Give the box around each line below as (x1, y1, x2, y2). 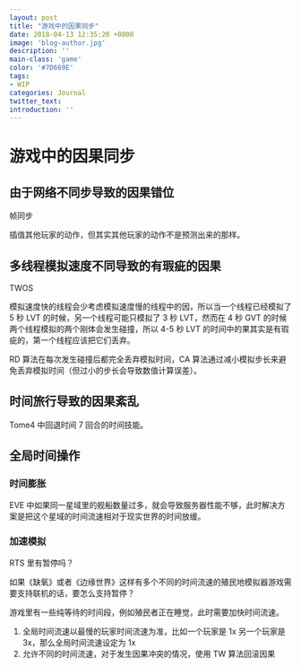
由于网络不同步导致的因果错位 (9, 185, 175, 200)
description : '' (9, 47, 70, 56)
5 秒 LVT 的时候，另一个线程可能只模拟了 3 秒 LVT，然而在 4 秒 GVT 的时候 (9, 312, 288, 323)
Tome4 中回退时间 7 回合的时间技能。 (9, 419, 149, 430)
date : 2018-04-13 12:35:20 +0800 (9, 30, 134, 39)
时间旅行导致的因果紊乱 (9, 394, 139, 409)
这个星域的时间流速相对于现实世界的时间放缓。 (32, 511, 206, 522)
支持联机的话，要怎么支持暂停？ (16, 587, 135, 598)
